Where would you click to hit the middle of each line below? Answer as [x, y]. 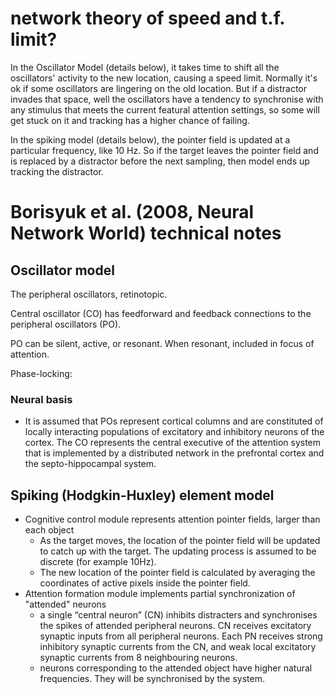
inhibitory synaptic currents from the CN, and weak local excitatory [178, 647]
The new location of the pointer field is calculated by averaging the [177, 573]
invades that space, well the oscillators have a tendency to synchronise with [167, 99]
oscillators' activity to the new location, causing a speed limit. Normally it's [164, 78]
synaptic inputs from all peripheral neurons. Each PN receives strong [181, 636]
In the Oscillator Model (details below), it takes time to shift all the [145, 67]
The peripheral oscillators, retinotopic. [89, 294]
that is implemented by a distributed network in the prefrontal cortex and [174, 453]
